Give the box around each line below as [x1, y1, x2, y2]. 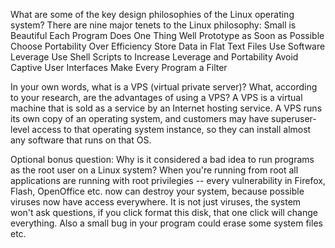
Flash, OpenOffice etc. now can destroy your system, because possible [10, 185, 305, 197]
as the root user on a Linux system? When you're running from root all [10, 164, 299, 176]
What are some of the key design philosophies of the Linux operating [10, 9, 295, 20]
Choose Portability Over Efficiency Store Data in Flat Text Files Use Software [10, 40, 326, 52]
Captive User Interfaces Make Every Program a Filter [10, 62, 228, 73]
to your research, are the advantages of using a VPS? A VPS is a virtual [10, 92, 303, 103]
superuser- [271, 113, 317, 124]
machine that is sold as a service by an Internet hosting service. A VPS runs [10, 102, 323, 114]
